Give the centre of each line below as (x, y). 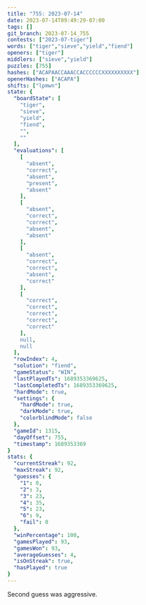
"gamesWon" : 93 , (37, 548)
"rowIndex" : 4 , (36, 359)
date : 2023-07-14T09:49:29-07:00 (56, 20)
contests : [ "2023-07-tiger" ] (50, 40)
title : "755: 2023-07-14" (45, 14)
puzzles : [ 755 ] (29, 66)
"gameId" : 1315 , (37, 431)
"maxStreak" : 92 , (39, 470)
